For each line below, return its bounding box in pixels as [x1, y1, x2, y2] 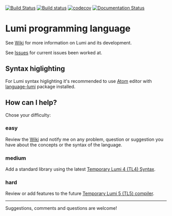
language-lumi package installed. [5, 83, 76, 90]
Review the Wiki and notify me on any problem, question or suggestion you [5, 136, 164, 142]
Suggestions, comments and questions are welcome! [5, 205, 117, 211]
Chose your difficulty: [5, 112, 51, 118]
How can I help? [5, 98, 57, 107]
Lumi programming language [5, 23, 131, 34]
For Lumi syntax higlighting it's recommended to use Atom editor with [5, 78, 152, 84]
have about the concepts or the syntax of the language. [5, 141, 123, 148]
